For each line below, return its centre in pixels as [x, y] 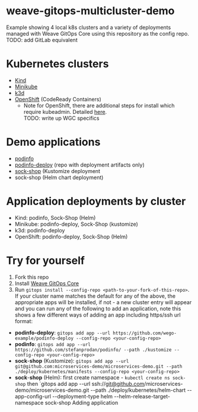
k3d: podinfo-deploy [40, 230]
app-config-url [33, 396]
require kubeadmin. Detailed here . [65, 111]
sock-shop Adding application [82, 403]
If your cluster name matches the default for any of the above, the [95, 296]
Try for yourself [45, 261]
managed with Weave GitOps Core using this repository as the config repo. [98, 33]
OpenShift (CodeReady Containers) [58, 99]
